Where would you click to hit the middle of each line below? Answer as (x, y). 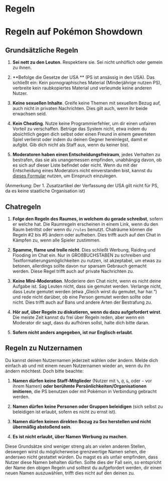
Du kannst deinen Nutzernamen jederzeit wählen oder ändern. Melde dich (81, 360)
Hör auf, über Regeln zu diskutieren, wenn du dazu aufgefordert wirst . (87, 312)
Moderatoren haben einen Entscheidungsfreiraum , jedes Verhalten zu (86, 155)
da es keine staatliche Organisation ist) (45, 191)
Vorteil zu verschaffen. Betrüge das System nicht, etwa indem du (79, 129)
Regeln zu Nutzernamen (44, 348)
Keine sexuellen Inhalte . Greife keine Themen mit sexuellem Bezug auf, (87, 103)
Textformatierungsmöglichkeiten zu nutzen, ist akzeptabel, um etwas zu (87, 261)
